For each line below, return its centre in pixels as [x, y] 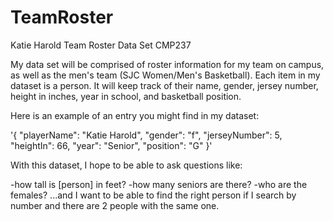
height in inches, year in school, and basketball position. [126, 96]
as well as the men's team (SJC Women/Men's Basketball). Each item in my [165, 75]
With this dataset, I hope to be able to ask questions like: [126, 165]
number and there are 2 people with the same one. [115, 205]
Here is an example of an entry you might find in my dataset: [135, 115]
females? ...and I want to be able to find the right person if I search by [153, 195]
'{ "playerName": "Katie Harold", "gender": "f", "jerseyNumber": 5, [146, 135]
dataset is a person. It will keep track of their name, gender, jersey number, [164, 85]
